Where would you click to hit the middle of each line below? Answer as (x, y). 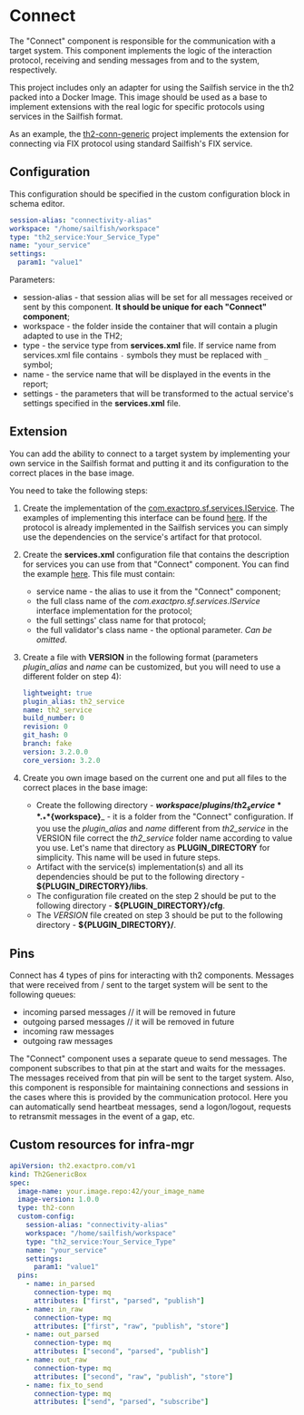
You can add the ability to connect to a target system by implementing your (150, 454)
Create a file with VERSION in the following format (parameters (140, 657)
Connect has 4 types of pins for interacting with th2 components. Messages (152, 975)
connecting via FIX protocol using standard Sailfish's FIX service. (131, 143)
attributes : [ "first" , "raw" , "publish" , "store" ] (131, 1326)
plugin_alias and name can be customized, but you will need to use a (152, 667)
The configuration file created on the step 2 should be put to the (156, 896)
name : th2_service (57, 710)
